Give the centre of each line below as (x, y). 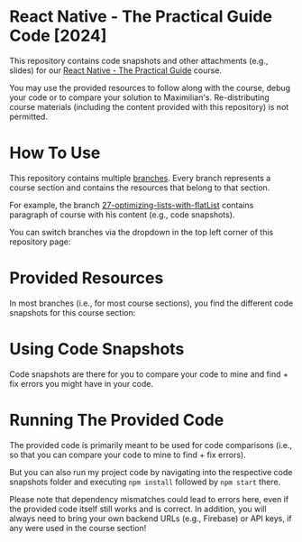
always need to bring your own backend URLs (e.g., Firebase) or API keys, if (151, 518)
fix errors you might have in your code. (81, 383)
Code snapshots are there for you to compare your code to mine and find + (149, 374)
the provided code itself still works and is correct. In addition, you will (138, 509)
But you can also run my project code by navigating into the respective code (151, 472)
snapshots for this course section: (73, 312)
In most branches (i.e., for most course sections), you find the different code (151, 303)
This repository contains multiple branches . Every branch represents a (140, 178)
